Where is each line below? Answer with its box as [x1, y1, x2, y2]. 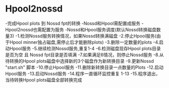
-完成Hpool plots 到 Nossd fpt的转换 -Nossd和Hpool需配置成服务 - [5, 20, 144, 26]
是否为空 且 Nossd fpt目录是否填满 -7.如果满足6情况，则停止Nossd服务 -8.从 [5, 51, 164, 58]
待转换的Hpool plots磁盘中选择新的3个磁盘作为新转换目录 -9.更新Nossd [5, 58, 154, 64]
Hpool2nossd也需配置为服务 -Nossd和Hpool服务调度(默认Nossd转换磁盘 [5, 26, 156, 33]
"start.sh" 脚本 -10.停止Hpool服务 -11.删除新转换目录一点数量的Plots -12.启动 [5, 64, 164, 70]
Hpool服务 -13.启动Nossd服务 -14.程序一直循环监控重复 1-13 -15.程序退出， [5, 70, 160, 76]
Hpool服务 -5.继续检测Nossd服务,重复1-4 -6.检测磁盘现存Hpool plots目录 [9, 45, 161, 51]
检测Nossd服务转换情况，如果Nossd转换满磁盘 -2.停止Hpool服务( [20, 33, 157, 39]
